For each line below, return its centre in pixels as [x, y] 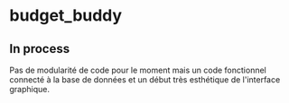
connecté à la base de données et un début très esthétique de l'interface [145, 80]
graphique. [30, 89]
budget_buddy [66, 16]
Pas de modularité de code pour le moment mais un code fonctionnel [138, 70]
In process [40, 49]
